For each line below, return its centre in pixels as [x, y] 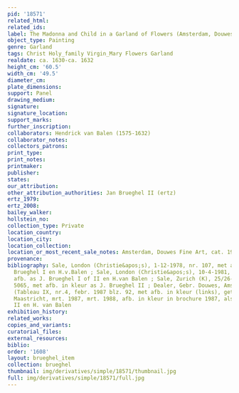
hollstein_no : [28, 219]
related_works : [30, 319]
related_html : [28, 21]
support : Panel [30, 93]
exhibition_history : [38, 312]
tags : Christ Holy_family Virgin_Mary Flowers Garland [90, 54]
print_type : [25, 153]
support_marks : [30, 120]
